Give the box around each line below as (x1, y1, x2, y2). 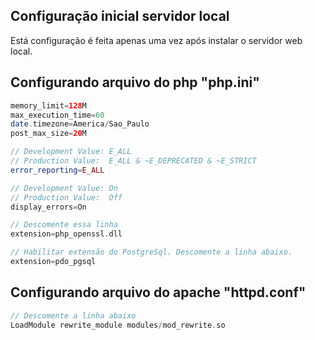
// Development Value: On (10, 183, 118, 193)
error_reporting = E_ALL (10, 165, 105, 175)
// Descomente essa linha (10, 220, 118, 230)
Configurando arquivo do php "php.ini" (10, 74, 260, 91)
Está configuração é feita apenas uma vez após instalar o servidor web (10, 34, 303, 46)
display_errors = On (10, 202, 87, 212)
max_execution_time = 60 (10, 110, 105, 120)
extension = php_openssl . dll (10, 229, 123, 239)
